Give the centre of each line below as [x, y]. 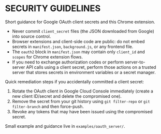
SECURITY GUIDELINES [53, 8]
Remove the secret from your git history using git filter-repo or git [81, 101]
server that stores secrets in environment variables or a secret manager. [84, 72]
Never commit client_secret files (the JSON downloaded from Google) [83, 31]
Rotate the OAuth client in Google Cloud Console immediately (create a [82, 91]
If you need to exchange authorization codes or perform [68, 62]
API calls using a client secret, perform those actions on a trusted [91, 67]
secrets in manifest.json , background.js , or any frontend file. [73, 46]
